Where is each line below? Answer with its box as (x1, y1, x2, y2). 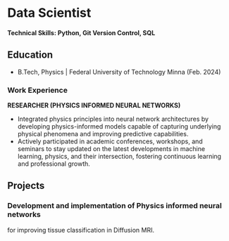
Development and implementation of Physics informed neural (7, 201, 222, 211)
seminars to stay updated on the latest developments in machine (17, 144, 206, 152)
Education (7, 49, 54, 61)
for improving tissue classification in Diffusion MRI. (7, 226, 155, 234)
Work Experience (7, 85, 68, 95)
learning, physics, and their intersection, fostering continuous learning (17, 152, 222, 160)
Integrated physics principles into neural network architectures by (17, 115, 209, 123)
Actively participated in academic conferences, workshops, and (17, 137, 203, 145)
